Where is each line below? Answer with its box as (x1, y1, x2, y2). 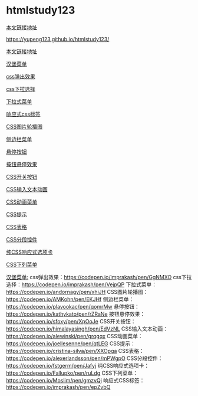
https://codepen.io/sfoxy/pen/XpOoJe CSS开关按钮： (6, 318, 137, 325)
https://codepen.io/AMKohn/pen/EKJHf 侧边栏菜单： (6, 296, 134, 303)
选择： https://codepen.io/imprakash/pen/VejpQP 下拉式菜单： (6, 281, 157, 288)
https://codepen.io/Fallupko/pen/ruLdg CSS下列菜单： (6, 369, 138, 377)
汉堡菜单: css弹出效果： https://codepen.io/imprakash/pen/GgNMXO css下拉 (6, 273, 192, 280)
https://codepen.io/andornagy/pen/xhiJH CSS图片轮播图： (6, 288, 148, 295)
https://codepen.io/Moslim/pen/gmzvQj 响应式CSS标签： (6, 377, 145, 384)
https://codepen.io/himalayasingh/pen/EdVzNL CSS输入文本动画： (6, 325, 169, 332)
